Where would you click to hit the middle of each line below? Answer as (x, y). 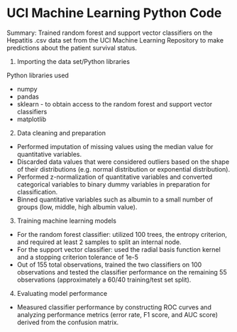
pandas (28, 96)
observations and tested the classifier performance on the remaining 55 (122, 272)
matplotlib (32, 119)
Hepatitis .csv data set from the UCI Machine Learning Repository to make (115, 40)
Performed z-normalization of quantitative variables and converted (115, 177)
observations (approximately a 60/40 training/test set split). (104, 280)
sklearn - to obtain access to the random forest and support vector (115, 104)
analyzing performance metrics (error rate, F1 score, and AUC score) (117, 314)
